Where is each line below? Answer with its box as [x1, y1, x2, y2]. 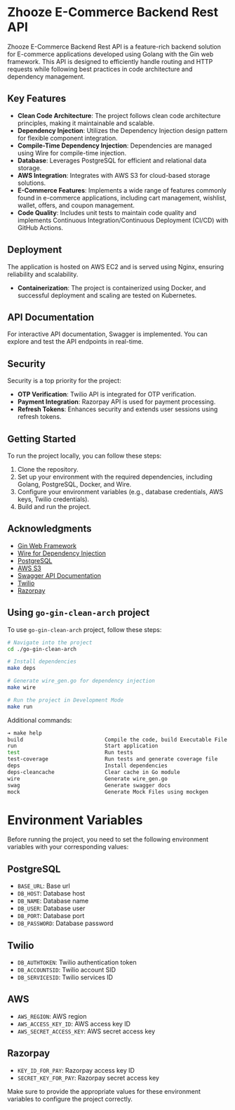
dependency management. [7, 72, 86, 81]
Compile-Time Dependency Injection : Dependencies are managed [17, 141, 213, 150]
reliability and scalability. [7, 270, 79, 278]
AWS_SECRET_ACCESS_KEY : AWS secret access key [17, 1027, 156, 1035]
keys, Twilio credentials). [17, 495, 90, 503]
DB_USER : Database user [17, 904, 86, 912]
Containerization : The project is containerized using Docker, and [17, 283, 206, 292]
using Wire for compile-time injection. [17, 148, 127, 157]
